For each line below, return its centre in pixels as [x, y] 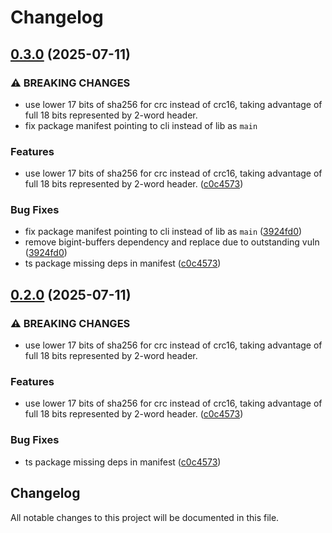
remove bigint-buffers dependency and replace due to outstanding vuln [172, 242]
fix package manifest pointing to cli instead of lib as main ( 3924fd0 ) [163, 232]
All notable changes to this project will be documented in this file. [145, 517]
